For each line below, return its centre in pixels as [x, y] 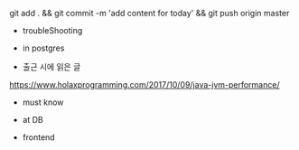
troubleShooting [52, 30]
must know [43, 102]
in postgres [43, 48]
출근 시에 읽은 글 [51, 66]
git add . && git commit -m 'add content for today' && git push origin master [149, 13]
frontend [39, 137]
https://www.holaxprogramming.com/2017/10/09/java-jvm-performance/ [145, 84]
